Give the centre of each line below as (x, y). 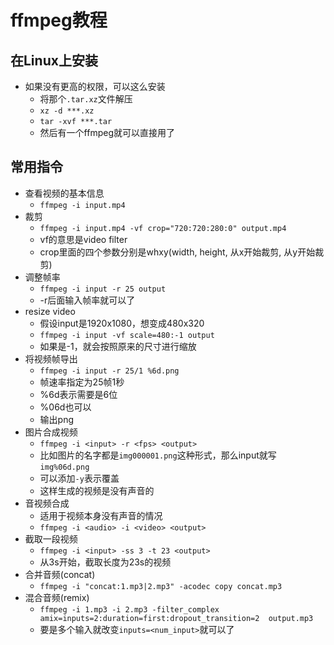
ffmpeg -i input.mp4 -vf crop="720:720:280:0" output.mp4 (163, 228)
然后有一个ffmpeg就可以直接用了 (107, 132)
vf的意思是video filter (83, 239)
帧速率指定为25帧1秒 (82, 382)
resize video (50, 311)
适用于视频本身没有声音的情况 (101, 515)
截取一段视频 (51, 538)
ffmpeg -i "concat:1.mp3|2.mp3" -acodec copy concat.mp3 (161, 586)
